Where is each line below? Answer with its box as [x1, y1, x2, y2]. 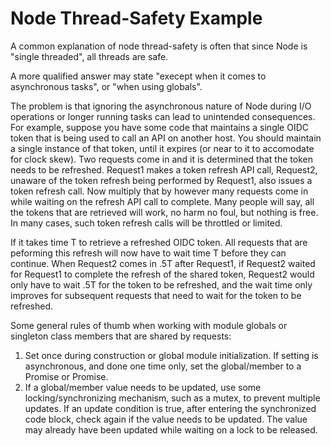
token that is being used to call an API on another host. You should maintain [10, 132, 322, 144]
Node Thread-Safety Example [10, 7, 263, 30]
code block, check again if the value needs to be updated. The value [24, 413, 308, 425]
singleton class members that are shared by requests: [10, 330, 232, 342]
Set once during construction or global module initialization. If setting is [24, 349, 319, 361]
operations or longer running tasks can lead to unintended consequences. [10, 110, 316, 122]
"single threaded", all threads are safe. [10, 50, 169, 62]
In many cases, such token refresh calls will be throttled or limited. [10, 217, 283, 229]
